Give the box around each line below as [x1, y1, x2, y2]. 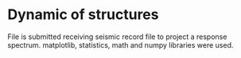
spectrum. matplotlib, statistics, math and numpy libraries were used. [7, 40, 234, 49]
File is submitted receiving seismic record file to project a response [7, 32, 227, 41]
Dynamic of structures [7, 6, 159, 24]
